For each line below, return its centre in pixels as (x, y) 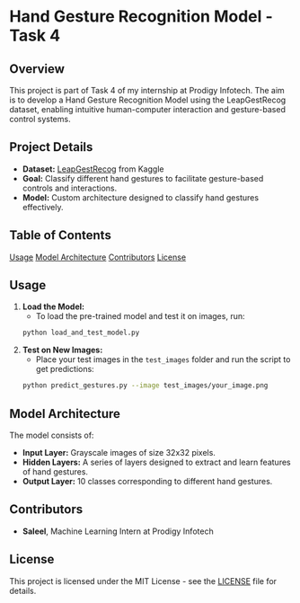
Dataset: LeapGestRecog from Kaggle (93, 169)
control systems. (40, 119)
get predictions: (65, 369)
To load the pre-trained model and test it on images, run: (140, 316)
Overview (37, 69)
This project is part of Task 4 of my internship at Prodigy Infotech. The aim (147, 90)
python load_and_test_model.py (81, 333)
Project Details (51, 147)
